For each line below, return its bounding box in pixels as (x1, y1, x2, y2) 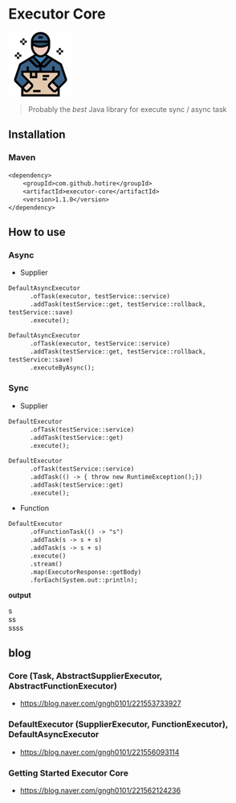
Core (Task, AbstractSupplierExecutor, (8, 670, 163, 681)
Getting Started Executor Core (8, 767, 128, 778)
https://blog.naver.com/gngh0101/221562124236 (19, 785, 181, 795)
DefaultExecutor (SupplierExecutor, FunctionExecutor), (8, 718, 229, 730)
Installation (8, 128, 66, 142)
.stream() (29, 560, 63, 568)
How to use (8, 226, 66, 239)
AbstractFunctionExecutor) (8, 680, 118, 691)
